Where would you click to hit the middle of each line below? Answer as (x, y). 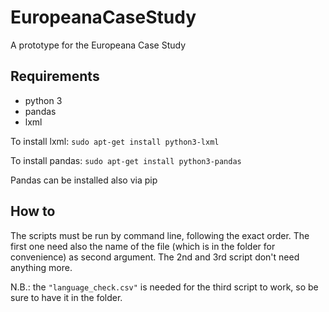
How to (33, 211)
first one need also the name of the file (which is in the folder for (143, 246)
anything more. (41, 267)
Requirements (55, 76)
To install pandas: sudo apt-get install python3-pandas (126, 160)
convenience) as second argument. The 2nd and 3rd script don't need (155, 257)
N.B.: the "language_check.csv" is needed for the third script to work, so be (164, 287)
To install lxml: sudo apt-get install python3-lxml (115, 141)
